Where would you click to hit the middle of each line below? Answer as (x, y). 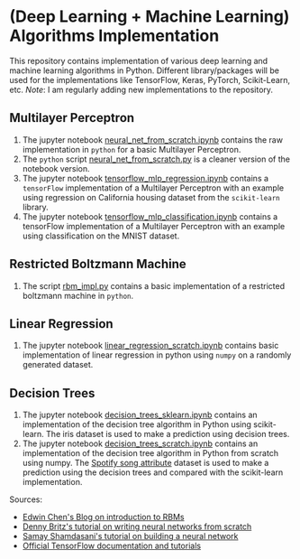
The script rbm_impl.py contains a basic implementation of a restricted (154, 285)
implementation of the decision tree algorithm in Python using (137, 424)
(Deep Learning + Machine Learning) (150, 17)
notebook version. (56, 168)
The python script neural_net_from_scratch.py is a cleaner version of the (156, 159)
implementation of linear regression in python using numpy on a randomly (157, 355)
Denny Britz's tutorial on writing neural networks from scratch (137, 526)
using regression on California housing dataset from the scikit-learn (151, 197)
